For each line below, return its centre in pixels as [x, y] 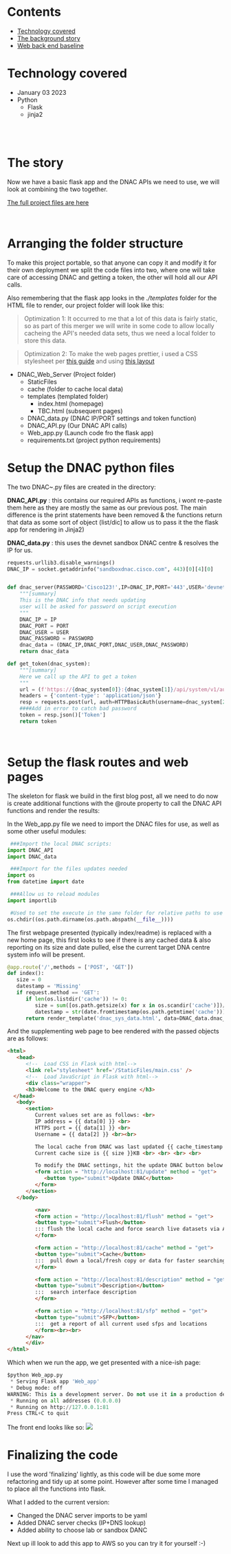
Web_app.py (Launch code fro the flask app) [90, 433]
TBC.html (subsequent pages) [80, 411]
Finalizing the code [63, 1455]
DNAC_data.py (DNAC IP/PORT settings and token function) [112, 418]
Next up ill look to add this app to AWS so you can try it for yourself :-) [107, 1544]
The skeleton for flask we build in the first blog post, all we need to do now [113, 796]
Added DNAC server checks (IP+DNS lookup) [81, 1523]
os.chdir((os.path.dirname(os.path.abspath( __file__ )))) [90, 919]
